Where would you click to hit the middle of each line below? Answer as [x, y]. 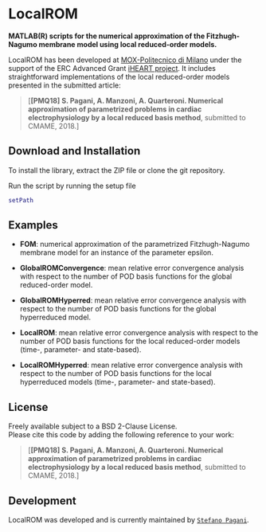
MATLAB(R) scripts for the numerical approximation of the [107, 36]
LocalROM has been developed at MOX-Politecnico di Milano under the [125, 60]
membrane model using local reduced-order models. [128, 44]
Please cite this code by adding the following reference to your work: [121, 435]
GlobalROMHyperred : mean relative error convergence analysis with [133, 300]
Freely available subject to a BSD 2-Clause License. [93, 426]
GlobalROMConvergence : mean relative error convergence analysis [132, 268]
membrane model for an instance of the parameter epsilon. [116, 252]
